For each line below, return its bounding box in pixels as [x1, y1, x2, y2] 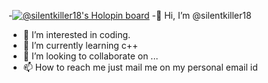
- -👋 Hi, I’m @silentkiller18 [8, 10, 252, 21]
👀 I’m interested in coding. [22, 29, 131, 40]
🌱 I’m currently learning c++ [22, 40, 139, 51]
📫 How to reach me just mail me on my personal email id [22, 61, 258, 73]
